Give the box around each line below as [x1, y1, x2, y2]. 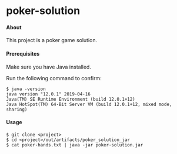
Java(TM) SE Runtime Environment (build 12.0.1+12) [6, 96, 135, 102]
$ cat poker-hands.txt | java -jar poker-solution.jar [6, 142, 143, 148]
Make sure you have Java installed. [6, 63, 91, 70]
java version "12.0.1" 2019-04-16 [6, 91, 91, 97]
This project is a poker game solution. [6, 37, 98, 44]
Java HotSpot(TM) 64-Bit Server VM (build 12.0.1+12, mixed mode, [6, 101, 172, 107]
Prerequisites [6, 50, 40, 57]
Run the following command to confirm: [6, 74, 102, 81]
